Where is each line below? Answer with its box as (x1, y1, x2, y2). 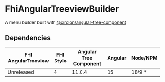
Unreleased (7, 68, 34, 75)
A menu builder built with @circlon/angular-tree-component (5, 20, 126, 25)
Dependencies (5, 34, 51, 42)
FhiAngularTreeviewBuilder (5, 3, 119, 15)
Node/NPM (131, 54, 158, 61)
